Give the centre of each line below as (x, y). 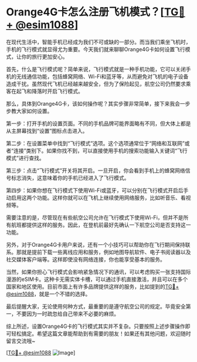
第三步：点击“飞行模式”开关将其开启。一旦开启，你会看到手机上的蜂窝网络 (96, 170)
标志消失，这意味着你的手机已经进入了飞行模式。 (70, 177)
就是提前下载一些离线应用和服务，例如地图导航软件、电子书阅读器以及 (106, 252)
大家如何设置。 (34, 111)
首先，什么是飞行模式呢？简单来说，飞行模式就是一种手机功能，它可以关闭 (96, 69)
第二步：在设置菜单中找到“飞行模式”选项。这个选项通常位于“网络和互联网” (95, 143)
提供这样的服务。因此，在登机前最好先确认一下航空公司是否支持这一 (108, 224)
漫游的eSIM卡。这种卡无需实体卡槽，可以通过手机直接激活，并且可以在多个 (97, 279)
